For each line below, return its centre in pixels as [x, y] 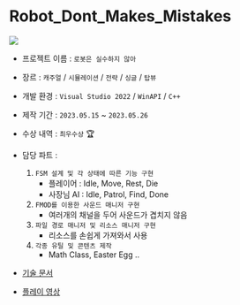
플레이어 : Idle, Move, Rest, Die [103, 183]
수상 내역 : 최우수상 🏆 [58, 133]
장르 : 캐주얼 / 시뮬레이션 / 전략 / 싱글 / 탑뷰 [89, 77]
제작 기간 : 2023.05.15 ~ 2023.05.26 [85, 114]
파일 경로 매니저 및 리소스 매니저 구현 [95, 225]
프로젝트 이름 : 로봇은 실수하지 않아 [79, 58]
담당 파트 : [40, 155]
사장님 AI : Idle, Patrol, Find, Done [109, 194]
